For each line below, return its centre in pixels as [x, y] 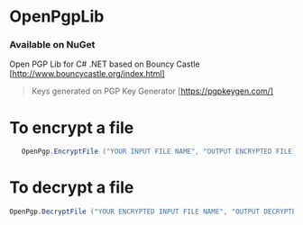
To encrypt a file [72, 127]
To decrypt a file [72, 188]
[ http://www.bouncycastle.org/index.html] [87, 74]
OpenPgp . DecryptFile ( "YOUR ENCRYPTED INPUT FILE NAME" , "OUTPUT [134, 212]
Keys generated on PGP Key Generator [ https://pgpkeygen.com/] [152, 91]
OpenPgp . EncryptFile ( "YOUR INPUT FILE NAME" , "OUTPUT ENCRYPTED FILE [157, 152]
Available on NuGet [52, 45]
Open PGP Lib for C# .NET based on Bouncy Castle [105, 64]
